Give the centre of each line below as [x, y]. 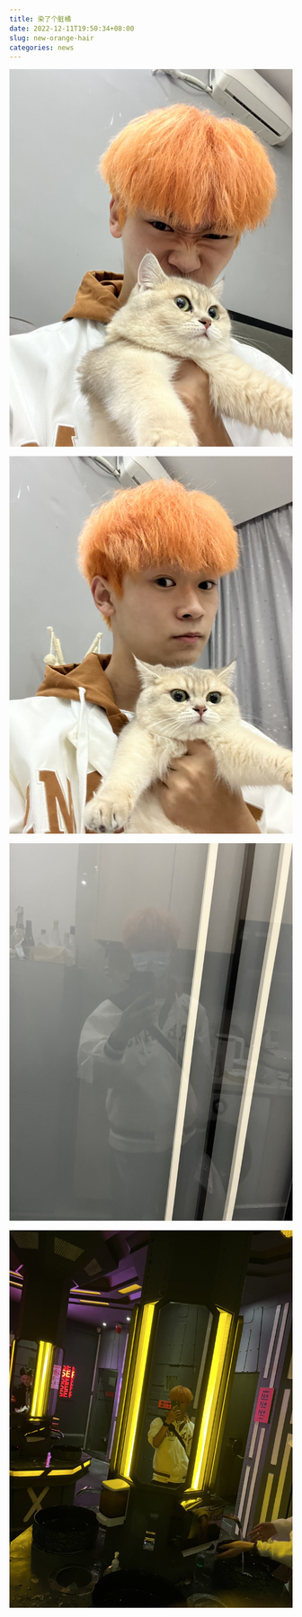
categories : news [42, 48]
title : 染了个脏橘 [40, 19]
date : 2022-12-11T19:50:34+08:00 [72, 28]
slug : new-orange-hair [52, 38]
